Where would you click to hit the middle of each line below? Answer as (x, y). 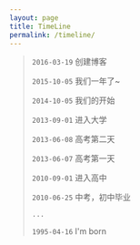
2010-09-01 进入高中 (69, 178)
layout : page (34, 18)
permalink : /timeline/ (52, 35)
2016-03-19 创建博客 (69, 62)
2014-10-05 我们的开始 (73, 100)
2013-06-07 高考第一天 (73, 158)
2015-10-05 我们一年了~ (76, 81)
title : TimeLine (40, 26)
